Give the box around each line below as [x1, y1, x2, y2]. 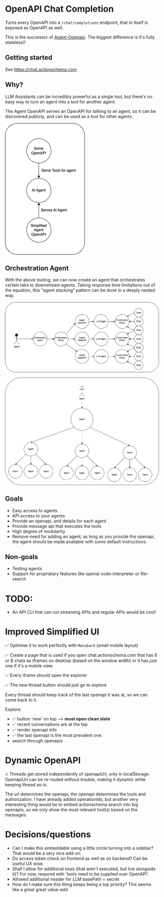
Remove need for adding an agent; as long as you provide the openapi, [12, 533, 155, 539]
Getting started [5, 54, 53, 62]
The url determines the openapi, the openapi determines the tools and [5, 791, 146, 797]
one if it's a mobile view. [5, 663, 54, 669]
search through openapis [12, 738, 63, 744]
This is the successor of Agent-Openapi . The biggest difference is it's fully [5, 34, 155, 40]
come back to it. [5, 697, 38, 703]
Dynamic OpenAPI [5, 755, 81, 766]
